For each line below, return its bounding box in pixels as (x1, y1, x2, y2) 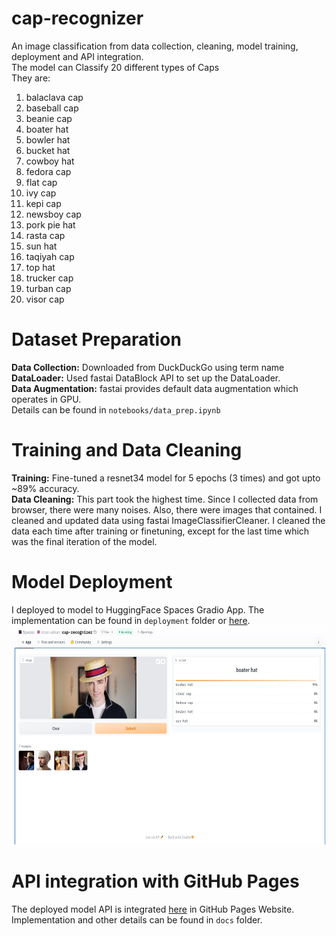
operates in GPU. (11, 393, 82, 405)
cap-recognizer (11, 7, 144, 30)
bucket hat (25, 144, 71, 156)
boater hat (25, 123, 69, 135)
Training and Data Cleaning (11, 439, 243, 462)
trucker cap (25, 272, 74, 284)
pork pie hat (25, 218, 76, 231)
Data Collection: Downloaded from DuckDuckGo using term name (11, 361, 285, 373)
